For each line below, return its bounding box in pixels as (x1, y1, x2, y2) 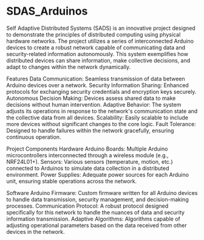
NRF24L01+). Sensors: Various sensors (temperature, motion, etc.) (6, 158, 173, 165)
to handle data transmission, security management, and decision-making (6, 196, 189, 203)
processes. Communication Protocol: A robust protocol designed (6, 202, 169, 210)
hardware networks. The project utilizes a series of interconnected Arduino (6, 37, 194, 44)
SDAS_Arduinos (6, 4, 88, 18)
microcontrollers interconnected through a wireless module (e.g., (6, 151, 169, 159)
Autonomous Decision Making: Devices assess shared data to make (6, 94, 176, 102)
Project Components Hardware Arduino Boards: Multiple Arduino (6, 145, 168, 152)
